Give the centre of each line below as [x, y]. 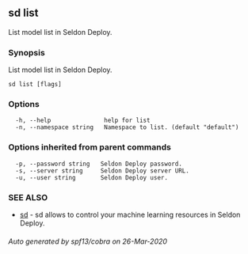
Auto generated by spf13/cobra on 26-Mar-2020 [88, 241]
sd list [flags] [35, 85]
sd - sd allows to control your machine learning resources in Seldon [130, 214]
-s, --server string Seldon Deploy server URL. [103, 171]
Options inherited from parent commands [90, 147]
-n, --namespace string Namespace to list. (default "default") [127, 127]
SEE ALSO [28, 197]
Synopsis [27, 52]
